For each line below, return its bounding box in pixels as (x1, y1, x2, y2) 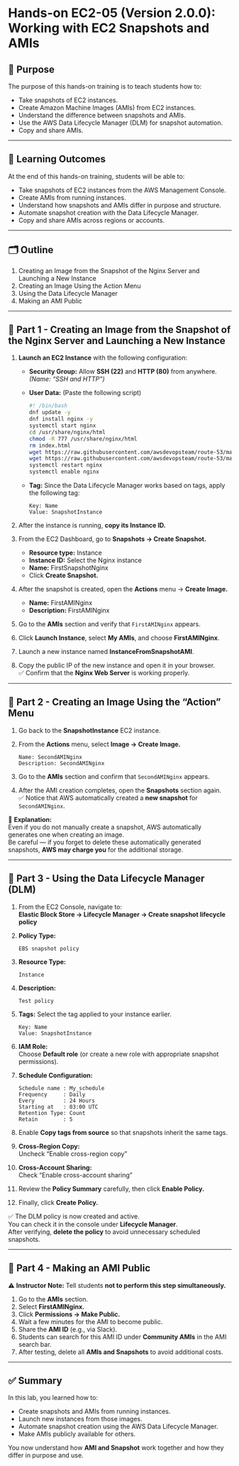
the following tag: (28, 489, 80, 497)
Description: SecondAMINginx (18, 760, 105, 767)
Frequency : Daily (18, 1091, 86, 1098)
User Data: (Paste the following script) (28, 389, 142, 397)
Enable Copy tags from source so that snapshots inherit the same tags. (18, 1128, 228, 1136)
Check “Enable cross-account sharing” (18, 1170, 133, 1179)
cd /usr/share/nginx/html (28, 428, 106, 435)
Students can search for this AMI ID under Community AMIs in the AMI (18, 1332, 227, 1341)
